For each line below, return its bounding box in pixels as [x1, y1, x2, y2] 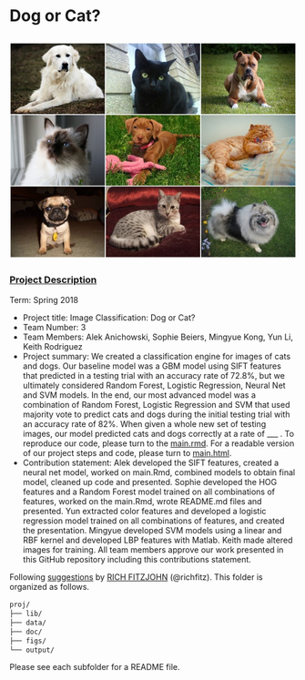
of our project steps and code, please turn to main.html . [22, 447, 232, 458]
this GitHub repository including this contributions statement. [22, 553, 252, 564]
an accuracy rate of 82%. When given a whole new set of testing [22, 418, 267, 429]
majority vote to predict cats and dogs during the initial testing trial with [22, 409, 290, 420]
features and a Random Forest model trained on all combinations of [22, 486, 276, 497]
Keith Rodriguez [22, 340, 84, 351]
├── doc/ [9, 627, 43, 636]
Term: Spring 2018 [9, 294, 79, 305]
